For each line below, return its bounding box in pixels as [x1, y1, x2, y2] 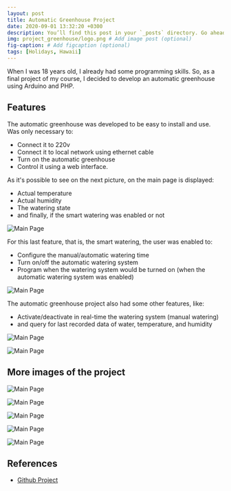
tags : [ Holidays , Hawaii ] [7, 49, 81, 56]
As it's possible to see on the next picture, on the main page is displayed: [7, 176, 214, 184]
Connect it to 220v [16, 140, 71, 148]
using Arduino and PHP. [7, 82, 74, 90]
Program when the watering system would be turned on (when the [16, 265, 206, 273]
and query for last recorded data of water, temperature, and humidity [16, 320, 213, 328]
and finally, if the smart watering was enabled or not [16, 211, 165, 219]
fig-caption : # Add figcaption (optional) [7, 42, 131, 49]
